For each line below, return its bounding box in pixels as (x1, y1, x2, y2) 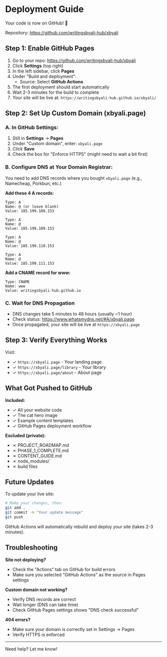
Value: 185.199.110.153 (5, 243, 55, 248)
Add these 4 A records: (5, 190, 54, 196)
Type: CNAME (5, 279, 30, 284)
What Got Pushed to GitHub (5, 384, 92, 392)
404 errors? (5, 617, 31, 623)
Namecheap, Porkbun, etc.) (5, 180, 62, 186)
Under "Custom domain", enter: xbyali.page (12, 141, 103, 147)
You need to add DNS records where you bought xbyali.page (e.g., (5, 175, 143, 181)
